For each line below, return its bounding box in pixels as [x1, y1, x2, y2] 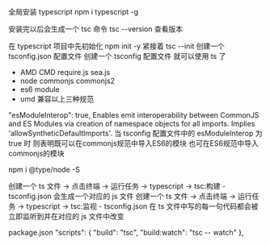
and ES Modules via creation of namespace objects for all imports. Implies [8, 119, 255, 128]
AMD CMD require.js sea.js [19, 68, 111, 77]
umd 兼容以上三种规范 [19, 94, 95, 103]
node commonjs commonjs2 [19, 76, 116, 85]
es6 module [19, 85, 61, 94]
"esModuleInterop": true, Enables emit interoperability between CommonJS [8, 110, 259, 119]
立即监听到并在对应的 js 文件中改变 [8, 212, 124, 221]
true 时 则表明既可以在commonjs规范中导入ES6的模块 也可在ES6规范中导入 [8, 139, 259, 147]
